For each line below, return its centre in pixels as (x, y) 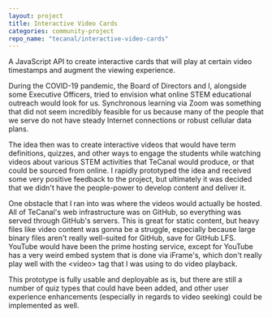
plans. (19, 129)
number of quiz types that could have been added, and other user (119, 288)
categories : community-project (61, 31)
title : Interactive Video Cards (63, 24)
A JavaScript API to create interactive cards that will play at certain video (130, 62)
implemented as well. (44, 306)
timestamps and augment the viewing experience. (92, 71)
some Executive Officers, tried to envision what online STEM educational (130, 95)
